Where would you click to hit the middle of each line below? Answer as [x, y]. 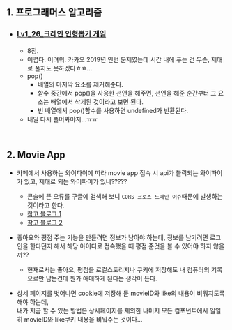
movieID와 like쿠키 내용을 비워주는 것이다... [83, 319]
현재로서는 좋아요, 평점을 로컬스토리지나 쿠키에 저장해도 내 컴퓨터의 [118, 269]
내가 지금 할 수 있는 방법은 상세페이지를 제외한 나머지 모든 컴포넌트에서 [112, 310]
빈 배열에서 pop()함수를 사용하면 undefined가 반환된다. [113, 110]
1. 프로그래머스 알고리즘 [54, 13]
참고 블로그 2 [45, 223]
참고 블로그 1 [44, 213]
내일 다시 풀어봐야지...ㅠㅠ [62, 119]
